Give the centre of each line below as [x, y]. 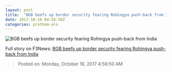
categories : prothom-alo [32, 24]
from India [28, 54]
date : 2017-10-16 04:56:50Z [35, 19]
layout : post [19, 10]
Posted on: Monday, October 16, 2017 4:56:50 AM [70, 64]
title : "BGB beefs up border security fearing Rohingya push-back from [84, 15]
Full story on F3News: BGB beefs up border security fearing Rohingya [79, 49]
